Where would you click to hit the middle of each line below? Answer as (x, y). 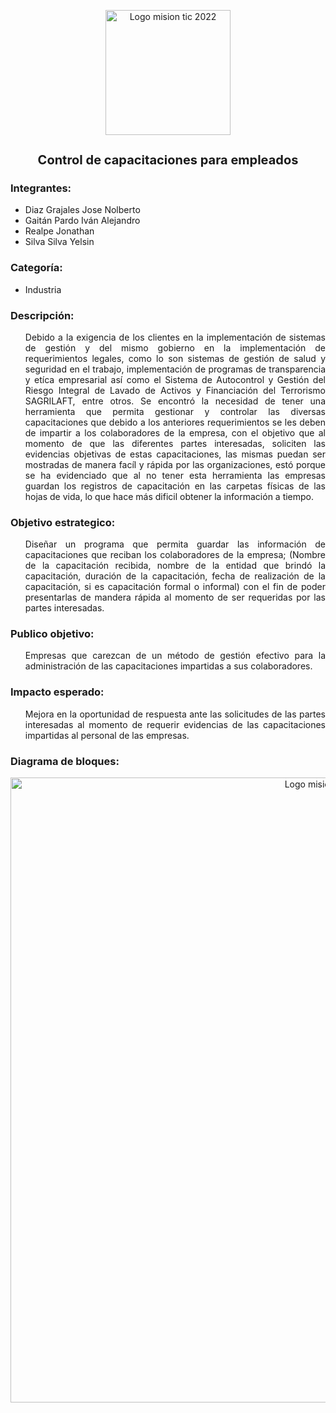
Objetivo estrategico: (63, 522)
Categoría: (36, 268)
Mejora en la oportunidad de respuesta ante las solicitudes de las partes (175, 714)
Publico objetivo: (52, 634)
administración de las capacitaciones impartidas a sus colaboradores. (168, 666)
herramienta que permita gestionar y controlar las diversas (175, 411)
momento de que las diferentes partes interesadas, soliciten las (175, 443)
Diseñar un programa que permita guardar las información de (175, 544)
